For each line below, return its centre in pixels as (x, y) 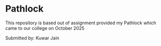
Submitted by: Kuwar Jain (32, 38)
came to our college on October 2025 (45, 28)
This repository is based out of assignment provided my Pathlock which (81, 23)
